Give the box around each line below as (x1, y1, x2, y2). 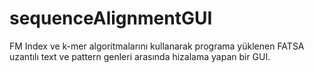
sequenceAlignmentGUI (9, 7, 213, 30)
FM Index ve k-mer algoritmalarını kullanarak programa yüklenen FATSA (9, 40, 305, 52)
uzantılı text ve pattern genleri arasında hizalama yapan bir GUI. (9, 50, 271, 62)
